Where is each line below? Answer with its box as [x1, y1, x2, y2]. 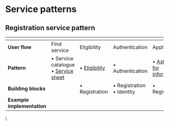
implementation [8, 103, 47, 109]
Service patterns [5, 4, 77, 15]
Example [8, 96, 29, 103]
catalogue [51, 61, 75, 68]
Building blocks [8, 85, 46, 92]
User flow [8, 44, 32, 51]
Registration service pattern [5, 24, 96, 32]
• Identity [113, 88, 135, 95]
